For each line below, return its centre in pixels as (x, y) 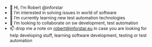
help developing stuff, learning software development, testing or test (78, 35)
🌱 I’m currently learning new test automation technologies (67, 18)
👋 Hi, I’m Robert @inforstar (36, 8)
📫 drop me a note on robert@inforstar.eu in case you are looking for (78, 28)
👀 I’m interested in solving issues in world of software (63, 13)
